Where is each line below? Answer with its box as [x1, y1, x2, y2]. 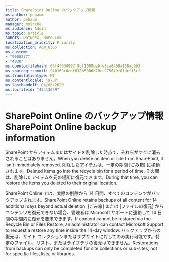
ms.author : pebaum [5, 12, 44, 17]
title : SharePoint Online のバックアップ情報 [5, 7, 96, 13]
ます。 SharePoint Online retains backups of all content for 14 [31, 197, 157, 203]
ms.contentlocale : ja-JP [5, 78, 57, 83]
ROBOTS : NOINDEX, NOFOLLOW [5, 36, 62, 41]
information [5, 132, 55, 144]
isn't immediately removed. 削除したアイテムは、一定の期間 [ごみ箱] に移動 [5, 162, 160, 168]
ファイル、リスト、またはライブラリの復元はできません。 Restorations [14, 240, 159, 246]
